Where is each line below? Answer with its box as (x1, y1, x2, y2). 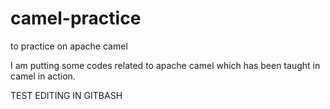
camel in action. (10, 70, 76, 82)
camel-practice (10, 7, 142, 30)
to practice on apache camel (10, 40, 128, 52)
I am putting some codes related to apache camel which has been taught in (10, 59, 321, 71)
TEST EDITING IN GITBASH (10, 89, 123, 101)
